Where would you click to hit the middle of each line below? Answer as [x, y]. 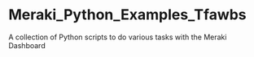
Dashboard [27, 45]
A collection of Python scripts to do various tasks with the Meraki [118, 37]
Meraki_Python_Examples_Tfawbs [127, 15]
